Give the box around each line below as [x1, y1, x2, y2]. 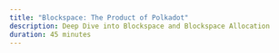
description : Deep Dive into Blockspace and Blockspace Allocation [9, 22, 271, 31]
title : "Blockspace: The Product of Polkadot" [9, 13, 189, 22]
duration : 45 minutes [9, 30, 92, 39]
